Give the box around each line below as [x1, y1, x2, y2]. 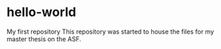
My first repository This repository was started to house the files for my [6, 27, 215, 36]
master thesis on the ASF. [6, 34, 82, 43]
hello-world [6, 4, 77, 20]
